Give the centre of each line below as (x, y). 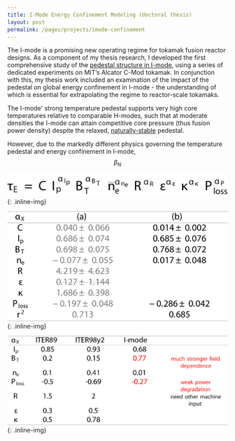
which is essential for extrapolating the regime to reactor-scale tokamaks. (113, 95)
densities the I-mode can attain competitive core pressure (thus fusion (109, 123)
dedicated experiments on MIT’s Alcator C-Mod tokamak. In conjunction (111, 73)
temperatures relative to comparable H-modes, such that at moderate (107, 116)
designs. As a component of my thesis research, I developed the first (107, 58)
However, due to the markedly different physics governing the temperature (115, 144)
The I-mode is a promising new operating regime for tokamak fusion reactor (116, 50)
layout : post (26, 22)
